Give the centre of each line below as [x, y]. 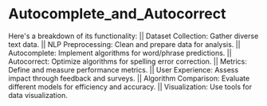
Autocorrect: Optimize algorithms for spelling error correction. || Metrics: [128, 61]
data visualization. [38, 95]
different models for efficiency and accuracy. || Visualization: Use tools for [130, 86]
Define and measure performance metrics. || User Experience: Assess [124, 69]
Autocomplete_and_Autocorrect [117, 14]
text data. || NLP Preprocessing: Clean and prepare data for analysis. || [124, 44]
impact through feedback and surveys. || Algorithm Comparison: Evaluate [129, 78]
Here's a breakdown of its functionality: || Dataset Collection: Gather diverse [133, 36]
